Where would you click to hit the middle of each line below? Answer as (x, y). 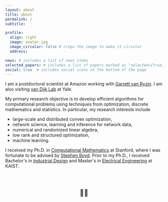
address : (19, 51)
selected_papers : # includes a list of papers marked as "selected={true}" (86, 65)
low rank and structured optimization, (51, 135)
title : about (19, 14)
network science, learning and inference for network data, (72, 124)
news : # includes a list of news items (47, 60)
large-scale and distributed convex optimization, (62, 119)
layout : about (20, 10)
